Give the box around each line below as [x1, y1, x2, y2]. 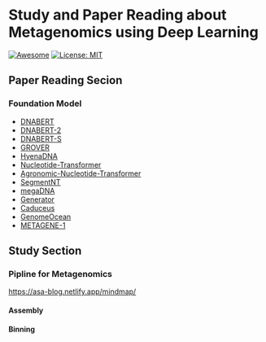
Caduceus [20, 203, 55, 213]
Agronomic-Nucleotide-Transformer [20, 169, 142, 178]
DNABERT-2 [20, 125, 62, 135]
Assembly [8, 305, 44, 315]
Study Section [8, 244, 82, 258]
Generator [20, 194, 55, 204]
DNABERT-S [20, 134, 63, 143]
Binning [8, 324, 35, 334]
